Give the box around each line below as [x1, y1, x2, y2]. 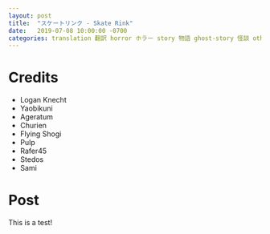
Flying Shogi [19, 129, 62, 139]
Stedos [19, 155, 44, 164]
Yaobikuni [19, 103, 54, 113]
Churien [19, 121, 47, 131]
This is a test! [8, 218, 53, 228]
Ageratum [19, 112, 54, 122]
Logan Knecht [19, 95, 67, 105]
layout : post [8, 11, 52, 20]
